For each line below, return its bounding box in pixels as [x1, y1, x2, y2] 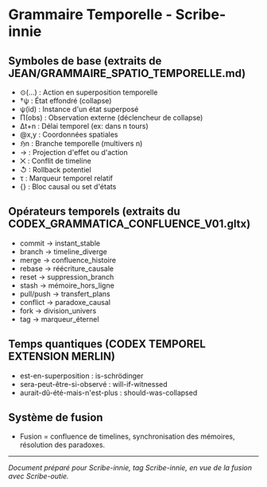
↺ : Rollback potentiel [19, 165, 91, 174]
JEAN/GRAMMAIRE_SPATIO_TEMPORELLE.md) [8, 66, 246, 80]
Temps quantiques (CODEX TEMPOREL [8, 338, 207, 351]
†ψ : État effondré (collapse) [19, 96, 112, 105]
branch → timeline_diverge [19, 246, 107, 256]
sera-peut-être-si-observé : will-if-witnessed [19, 379, 168, 388]
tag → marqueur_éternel [19, 314, 99, 323]
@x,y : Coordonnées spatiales [19, 129, 118, 139]
